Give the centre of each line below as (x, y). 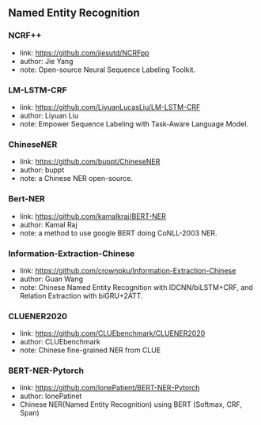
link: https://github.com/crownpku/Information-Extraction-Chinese (128, 270)
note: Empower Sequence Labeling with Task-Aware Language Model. (134, 124)
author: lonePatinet (51, 396)
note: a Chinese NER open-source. (76, 179)
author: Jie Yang (46, 61)
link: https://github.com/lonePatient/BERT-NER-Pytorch (110, 388)
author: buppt (42, 170)
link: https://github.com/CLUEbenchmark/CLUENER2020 (112, 333)
